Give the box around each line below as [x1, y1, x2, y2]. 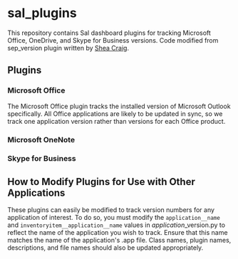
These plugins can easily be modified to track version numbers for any [7, 206, 215, 214]
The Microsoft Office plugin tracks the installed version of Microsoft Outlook [7, 102, 231, 110]
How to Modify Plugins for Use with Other [7, 176, 196, 188]
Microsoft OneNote [7, 134, 76, 144]
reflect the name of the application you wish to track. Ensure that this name [7, 228, 228, 237]
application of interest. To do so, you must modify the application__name [7, 213, 221, 222]
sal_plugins [7, 5, 77, 21]
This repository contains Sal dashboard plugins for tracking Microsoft [7, 28, 212, 37]
